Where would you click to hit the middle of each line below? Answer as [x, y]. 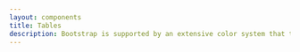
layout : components [46, 17]
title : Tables [36, 26]
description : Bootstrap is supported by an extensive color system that [147, 33]
